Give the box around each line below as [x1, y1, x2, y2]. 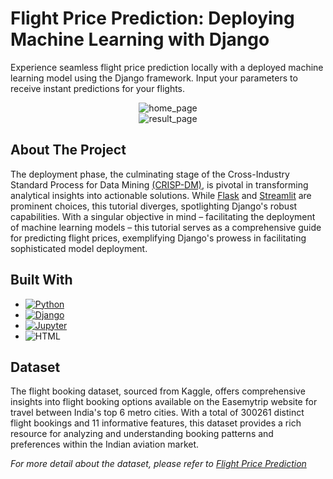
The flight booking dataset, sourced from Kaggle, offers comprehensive [10, 385, 306, 397]
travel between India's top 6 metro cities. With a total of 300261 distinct [10, 407, 305, 419]
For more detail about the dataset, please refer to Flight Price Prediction [10, 458, 307, 470]
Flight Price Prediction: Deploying [10, 7, 295, 30]
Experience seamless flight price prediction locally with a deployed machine [10, 61, 324, 73]
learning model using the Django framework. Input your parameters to [10, 72, 298, 84]
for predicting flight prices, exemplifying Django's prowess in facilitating [10, 232, 307, 244]
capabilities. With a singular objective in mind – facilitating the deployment [10, 210, 316, 222]
